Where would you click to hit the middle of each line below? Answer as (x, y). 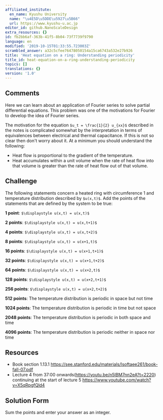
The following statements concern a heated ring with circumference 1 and (80, 193)
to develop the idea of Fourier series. (42, 115)
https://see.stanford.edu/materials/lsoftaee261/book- (104, 364)
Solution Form (27, 401)
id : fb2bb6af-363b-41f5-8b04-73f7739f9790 (49, 37)
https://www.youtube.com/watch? (117, 380)
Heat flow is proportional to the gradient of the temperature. (73, 155)
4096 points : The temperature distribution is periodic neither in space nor (80, 332)
